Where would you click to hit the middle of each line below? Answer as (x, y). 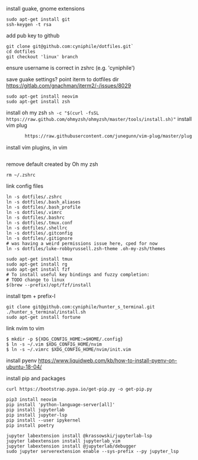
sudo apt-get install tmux (39, 259)
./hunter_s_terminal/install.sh (46, 312)
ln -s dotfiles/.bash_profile (44, 207)
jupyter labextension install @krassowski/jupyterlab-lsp (79, 436)
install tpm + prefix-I (31, 296)
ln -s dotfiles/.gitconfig (39, 233)
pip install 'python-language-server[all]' (61, 405)
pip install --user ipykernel (44, 420)
